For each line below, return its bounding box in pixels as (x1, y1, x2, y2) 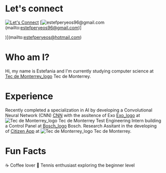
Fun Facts (5, 146, 46, 157)
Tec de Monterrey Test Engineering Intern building (58, 117, 162, 123)
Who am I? (5, 52, 50, 63)
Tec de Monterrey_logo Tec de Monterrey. (5, 73, 91, 79)
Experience (5, 91, 53, 102)
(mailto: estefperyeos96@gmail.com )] (5, 24, 82, 30)
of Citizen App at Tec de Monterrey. (5, 128, 132, 134)
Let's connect (5, 3, 64, 14)
